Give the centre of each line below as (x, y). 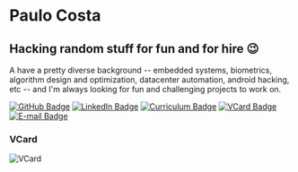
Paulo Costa (55, 16)
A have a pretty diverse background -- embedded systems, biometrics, (140, 70)
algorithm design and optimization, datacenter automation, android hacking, (149, 80)
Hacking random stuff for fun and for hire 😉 (134, 49)
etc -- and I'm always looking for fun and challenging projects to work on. (145, 89)
